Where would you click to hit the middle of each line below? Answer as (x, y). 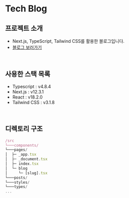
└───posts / (16, 178)
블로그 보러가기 (27, 47)
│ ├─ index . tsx (22, 164)
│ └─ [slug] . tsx (27, 173)
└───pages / (16, 150)
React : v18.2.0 (28, 97)
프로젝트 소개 (24, 28)
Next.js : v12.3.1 (28, 92)
